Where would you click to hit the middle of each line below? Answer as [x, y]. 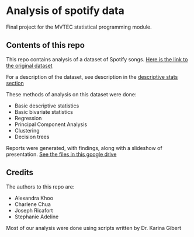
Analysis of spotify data [65, 11]
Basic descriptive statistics [47, 106]
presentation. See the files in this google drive [61, 154]
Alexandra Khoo [34, 198]
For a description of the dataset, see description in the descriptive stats [92, 76]
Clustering [27, 130]
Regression [28, 118]
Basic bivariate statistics [44, 111]
